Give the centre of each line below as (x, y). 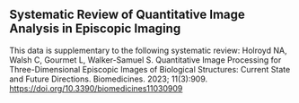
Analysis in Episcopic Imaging (95, 29)
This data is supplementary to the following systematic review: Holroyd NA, (148, 50)
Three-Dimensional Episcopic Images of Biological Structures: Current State (150, 69)
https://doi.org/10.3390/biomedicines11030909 (96, 88)
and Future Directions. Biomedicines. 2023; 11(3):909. (109, 79)
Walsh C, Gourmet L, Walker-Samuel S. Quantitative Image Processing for (145, 60)
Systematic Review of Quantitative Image (127, 15)
